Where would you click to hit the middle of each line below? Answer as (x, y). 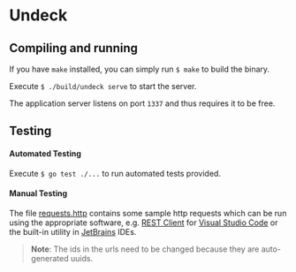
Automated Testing (46, 153)
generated (49, 258)
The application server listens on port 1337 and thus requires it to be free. (142, 103)
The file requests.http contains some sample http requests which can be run (148, 213)
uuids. (82, 258)
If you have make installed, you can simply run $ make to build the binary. (140, 69)
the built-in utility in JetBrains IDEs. (73, 231)
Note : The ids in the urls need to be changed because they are (145, 249)
